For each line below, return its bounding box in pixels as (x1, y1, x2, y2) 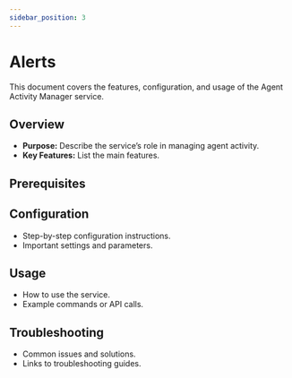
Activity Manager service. (9, 90, 105, 101)
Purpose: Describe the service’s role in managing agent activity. (21, 141, 260, 151)
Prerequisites (9, 176, 86, 191)
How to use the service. (21, 289, 110, 300)
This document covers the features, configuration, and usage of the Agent (9, 82, 284, 92)
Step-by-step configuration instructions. (21, 230, 171, 241)
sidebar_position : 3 (9, 13, 87, 22)
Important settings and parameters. (21, 239, 153, 251)
